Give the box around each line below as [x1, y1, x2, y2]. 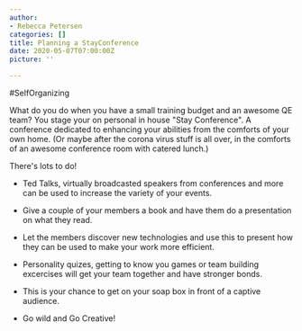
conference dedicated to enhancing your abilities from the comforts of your [9, 124, 290, 135]
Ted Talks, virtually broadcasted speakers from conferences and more [22, 178, 284, 189]
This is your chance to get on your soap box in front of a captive [22, 286, 261, 297]
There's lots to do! [9, 161, 78, 171]
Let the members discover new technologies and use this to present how [22, 232, 293, 243]
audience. [22, 296, 60, 306]
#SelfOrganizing [9, 87, 70, 98]
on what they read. [22, 215, 93, 225]
